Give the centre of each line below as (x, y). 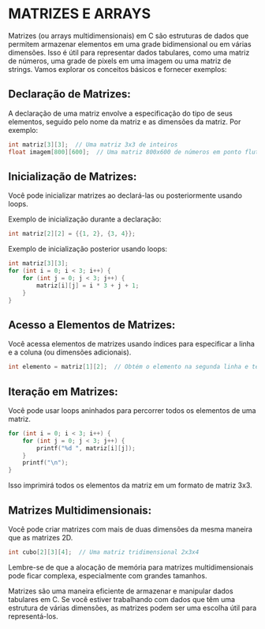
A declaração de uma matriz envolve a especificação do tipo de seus (120, 113)
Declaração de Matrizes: (70, 95)
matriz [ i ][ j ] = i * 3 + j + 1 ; (88, 286)
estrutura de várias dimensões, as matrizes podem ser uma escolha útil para (132, 608)
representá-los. (33, 616)
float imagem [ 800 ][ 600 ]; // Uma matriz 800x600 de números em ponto (125, 152)
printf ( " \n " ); (45, 463)
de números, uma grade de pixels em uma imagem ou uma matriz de (120, 61)
